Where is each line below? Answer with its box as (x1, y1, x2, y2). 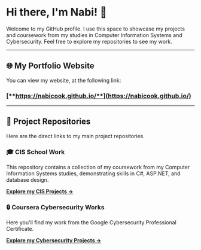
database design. (6, 176, 49, 184)
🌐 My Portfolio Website (6, 61, 95, 71)
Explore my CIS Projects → (6, 188, 74, 195)
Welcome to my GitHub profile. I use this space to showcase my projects (6, 25, 185, 32)
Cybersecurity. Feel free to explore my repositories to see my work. (6, 38, 172, 45)
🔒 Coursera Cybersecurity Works (6, 203, 105, 212)
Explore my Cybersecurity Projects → (6, 237, 102, 244)
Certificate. (6, 225, 34, 233)
